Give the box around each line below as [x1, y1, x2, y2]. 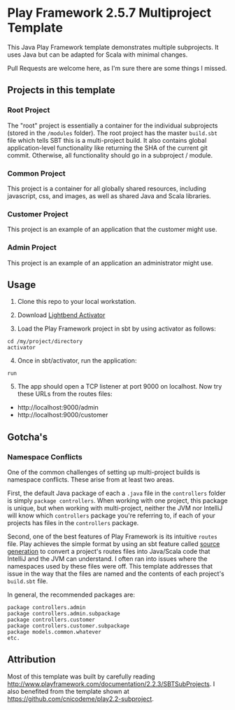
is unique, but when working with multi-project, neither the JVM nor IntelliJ [7, 504, 223, 513]
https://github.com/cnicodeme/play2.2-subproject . [7, 695, 154, 703]
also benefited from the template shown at [7, 687, 129, 695]
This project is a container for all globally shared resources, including [7, 184, 206, 193]
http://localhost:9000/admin [17, 403, 99, 412]
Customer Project [7, 209, 69, 218]
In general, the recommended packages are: [7, 590, 135, 599]
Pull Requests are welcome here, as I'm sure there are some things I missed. [7, 64, 227, 72]
